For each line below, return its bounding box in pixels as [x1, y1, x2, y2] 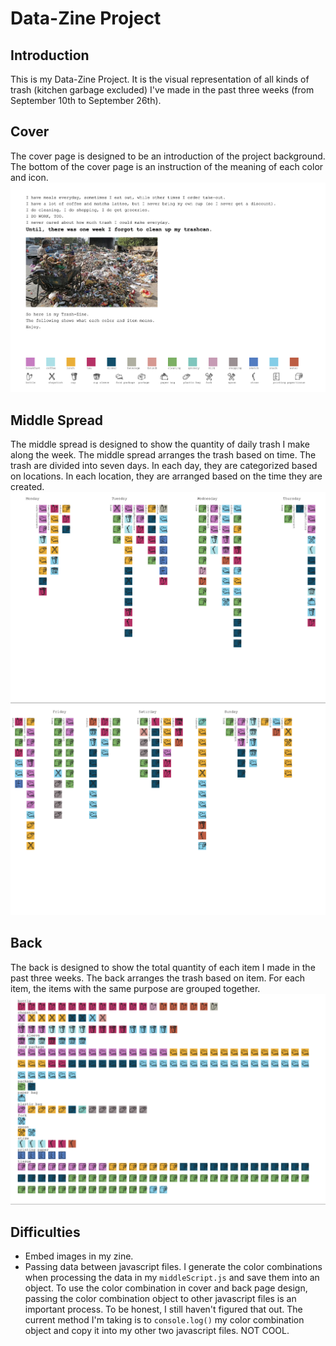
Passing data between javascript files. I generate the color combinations [24, 1261, 323, 1273]
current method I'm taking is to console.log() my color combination [24, 1314, 305, 1326]
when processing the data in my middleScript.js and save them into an [24, 1272, 320, 1284]
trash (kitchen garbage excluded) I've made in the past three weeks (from [10, 84, 315, 96]
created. [10, 481, 45, 493]
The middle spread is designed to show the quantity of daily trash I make [10, 438, 310, 451]
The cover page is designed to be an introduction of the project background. [10, 150, 326, 162]
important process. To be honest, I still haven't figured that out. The [24, 1303, 303, 1316]
